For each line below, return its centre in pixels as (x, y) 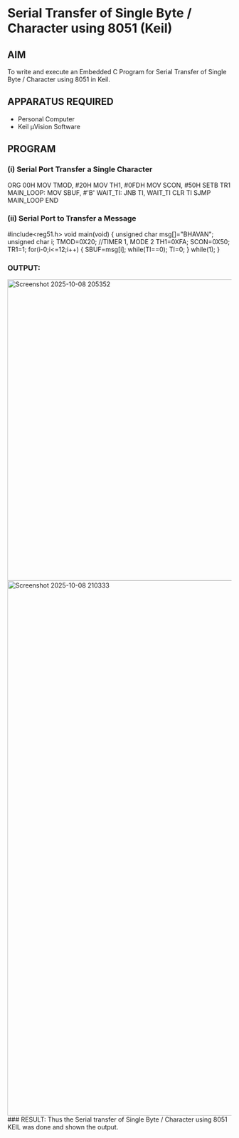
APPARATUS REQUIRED (60, 102)
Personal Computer (46, 119)
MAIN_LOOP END (33, 200)
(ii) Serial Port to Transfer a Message (72, 218)
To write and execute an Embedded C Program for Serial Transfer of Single (117, 72)
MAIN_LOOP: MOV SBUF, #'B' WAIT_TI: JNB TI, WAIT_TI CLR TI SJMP (109, 192)
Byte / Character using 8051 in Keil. (59, 79)
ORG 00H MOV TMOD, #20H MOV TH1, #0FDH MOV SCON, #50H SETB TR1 (119, 185)
